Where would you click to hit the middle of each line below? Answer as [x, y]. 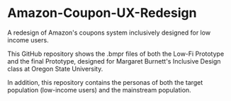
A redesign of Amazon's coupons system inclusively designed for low [109, 32]
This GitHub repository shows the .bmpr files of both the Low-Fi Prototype [116, 54]
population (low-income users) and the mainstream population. [99, 90]
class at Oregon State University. [55, 69]
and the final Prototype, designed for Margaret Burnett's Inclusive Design [114, 61]
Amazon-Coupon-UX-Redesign [102, 13]
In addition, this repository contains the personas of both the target [105, 82]
